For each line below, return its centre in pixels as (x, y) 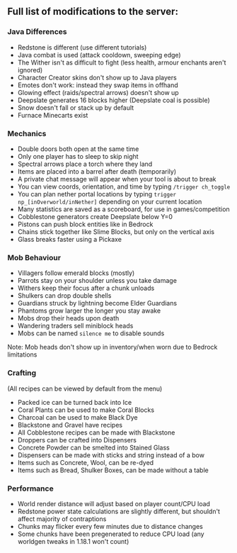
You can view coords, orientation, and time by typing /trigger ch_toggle (124, 186)
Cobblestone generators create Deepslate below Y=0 (95, 216)
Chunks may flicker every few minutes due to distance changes (110, 526)
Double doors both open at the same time (78, 149)
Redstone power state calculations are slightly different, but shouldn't (119, 511)
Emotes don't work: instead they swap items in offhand (98, 85)
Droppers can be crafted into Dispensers (77, 440)
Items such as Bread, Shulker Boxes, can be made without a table (113, 470)
